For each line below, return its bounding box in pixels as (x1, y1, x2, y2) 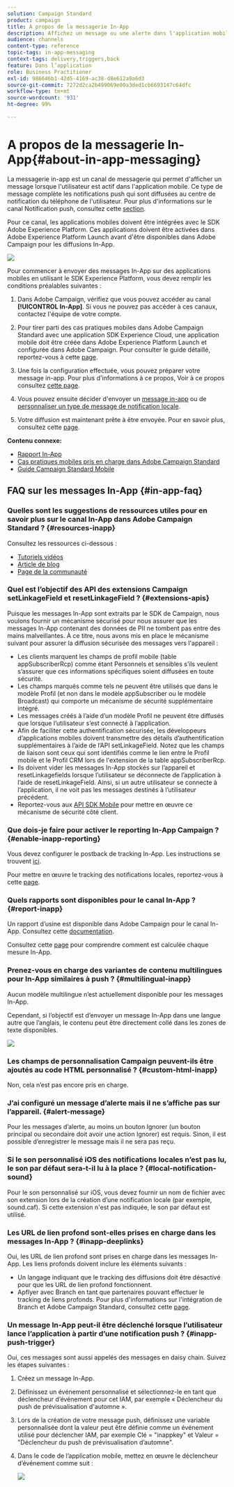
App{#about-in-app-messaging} (7, 152, 202, 168)
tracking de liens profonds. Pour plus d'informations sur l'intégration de (17, 1295, 223, 1303)
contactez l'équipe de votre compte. (17, 309, 122, 318)
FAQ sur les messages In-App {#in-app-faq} (7, 485, 203, 497)
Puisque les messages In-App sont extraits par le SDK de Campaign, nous (7, 609, 219, 617)
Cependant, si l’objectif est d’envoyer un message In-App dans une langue (7, 1011, 221, 1019)
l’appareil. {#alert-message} (7, 1107, 106, 1116)
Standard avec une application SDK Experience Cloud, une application (17, 330, 219, 338)
